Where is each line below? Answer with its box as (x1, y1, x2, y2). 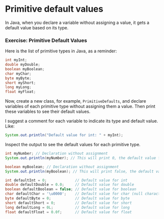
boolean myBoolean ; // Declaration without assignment (5, 164, 119, 169)
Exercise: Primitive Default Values (5, 37, 87, 44)
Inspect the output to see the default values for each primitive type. (5, 142, 141, 148)
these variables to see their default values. (5, 109, 91, 114)
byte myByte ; (5, 76, 32, 81)
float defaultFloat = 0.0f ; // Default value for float (5, 209, 132, 215)
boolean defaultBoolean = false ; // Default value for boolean (5, 187, 137, 192)
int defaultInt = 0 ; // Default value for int (5, 177, 128, 183)
